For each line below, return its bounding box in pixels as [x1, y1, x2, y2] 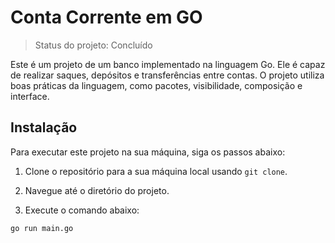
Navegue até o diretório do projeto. [24, 184, 170, 196]
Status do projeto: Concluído [34, 39, 153, 51]
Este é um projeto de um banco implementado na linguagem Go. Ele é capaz [10, 58, 326, 70]
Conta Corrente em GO [10, 6, 203, 29]
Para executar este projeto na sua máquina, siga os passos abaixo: [10, 146, 286, 158]
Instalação [10, 119, 78, 136]
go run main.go [10, 223, 74, 233]
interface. [10, 90, 50, 102]
